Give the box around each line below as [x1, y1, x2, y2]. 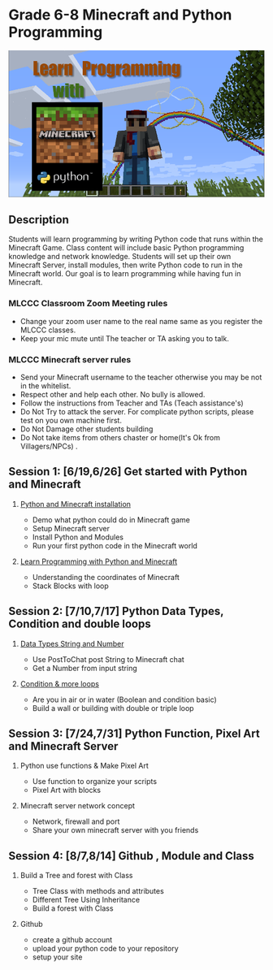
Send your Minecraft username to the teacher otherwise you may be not [19, 372, 262, 383]
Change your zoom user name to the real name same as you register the [19, 316, 262, 326]
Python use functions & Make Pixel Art [19, 761, 149, 771]
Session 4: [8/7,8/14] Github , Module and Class [8, 849, 254, 863]
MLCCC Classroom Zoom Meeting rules [8, 298, 168, 310]
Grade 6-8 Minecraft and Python [8, 6, 232, 24]
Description [8, 213, 69, 227]
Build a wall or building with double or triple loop [32, 703, 194, 712]
